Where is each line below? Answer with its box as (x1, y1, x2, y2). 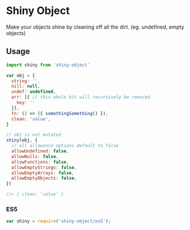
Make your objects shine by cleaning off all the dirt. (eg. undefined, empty (6, 23, 185, 30)
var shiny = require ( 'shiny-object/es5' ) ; (6, 218, 111, 224)
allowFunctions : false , (11, 159, 69, 165)
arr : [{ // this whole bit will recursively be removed (11, 95, 150, 100)
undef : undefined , (11, 89, 57, 95)
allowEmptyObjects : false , (11, 175, 77, 182)
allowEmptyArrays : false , (11, 170, 75, 176)
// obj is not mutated (6, 132, 61, 138)
